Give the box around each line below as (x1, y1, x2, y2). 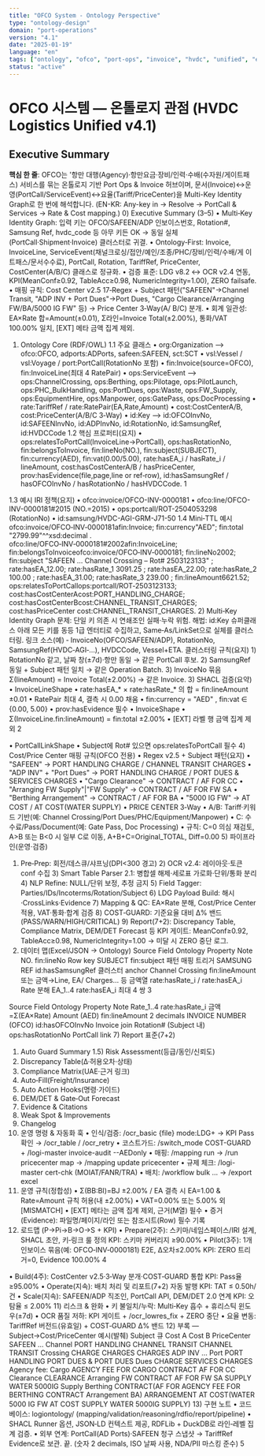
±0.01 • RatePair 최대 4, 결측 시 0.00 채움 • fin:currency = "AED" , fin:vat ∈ (9, 694, 248, 704)
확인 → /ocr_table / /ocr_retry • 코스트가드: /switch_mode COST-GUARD (20, 1137, 252, 1148)
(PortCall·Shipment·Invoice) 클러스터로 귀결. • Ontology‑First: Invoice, (9, 237, 231, 247)
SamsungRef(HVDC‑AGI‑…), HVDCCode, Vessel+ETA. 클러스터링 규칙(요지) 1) (9, 644, 257, 655)
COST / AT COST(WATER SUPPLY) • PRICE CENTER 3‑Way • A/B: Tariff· (9, 802, 244, 812)
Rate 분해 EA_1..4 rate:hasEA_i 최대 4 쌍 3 (20, 985, 153, 995)
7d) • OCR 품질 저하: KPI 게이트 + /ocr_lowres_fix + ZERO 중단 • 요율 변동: (22, 1311, 256, 1320)
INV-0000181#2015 (9, 504, 72, 513)
